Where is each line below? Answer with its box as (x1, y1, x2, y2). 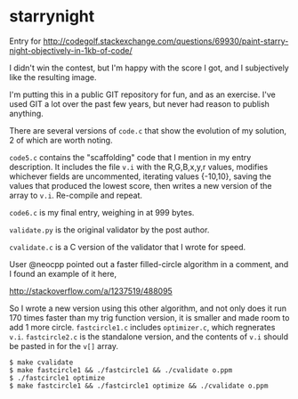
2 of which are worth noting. (9, 134, 113, 145)
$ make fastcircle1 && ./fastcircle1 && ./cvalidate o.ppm (9, 365, 233, 375)
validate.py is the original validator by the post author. (9, 224, 210, 235)
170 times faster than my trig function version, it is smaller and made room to (9, 312, 290, 322)
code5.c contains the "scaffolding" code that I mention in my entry (9, 151, 252, 162)
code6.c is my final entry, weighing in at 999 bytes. (9, 207, 195, 217)
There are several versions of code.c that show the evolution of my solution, (9, 125, 287, 135)
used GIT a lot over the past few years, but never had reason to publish (9, 98, 270, 109)
